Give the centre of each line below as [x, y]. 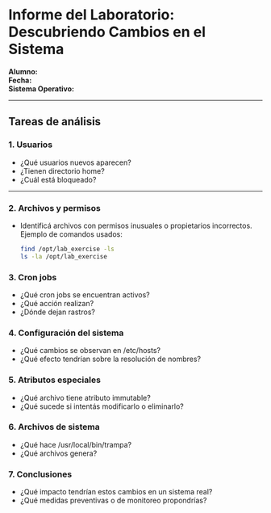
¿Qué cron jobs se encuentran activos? [85, 294]
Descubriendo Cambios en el [107, 32]
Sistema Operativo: [42, 88]
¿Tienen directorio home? [62, 170]
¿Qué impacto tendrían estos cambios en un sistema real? [116, 492]
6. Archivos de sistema [54, 427]
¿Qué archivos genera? [58, 453]
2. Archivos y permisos [54, 208]
